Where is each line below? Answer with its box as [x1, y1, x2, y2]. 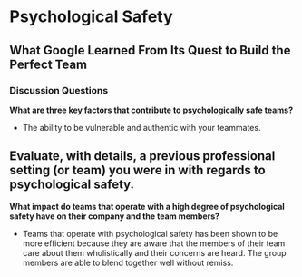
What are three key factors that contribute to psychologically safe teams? [9, 104, 293, 115]
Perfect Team [9, 56, 88, 72]
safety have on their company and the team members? [9, 211, 220, 222]
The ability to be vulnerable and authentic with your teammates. [22, 122, 261, 133]
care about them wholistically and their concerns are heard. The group [22, 247, 287, 258]
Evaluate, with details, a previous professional [9, 148, 276, 164]
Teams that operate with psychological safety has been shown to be [22, 228, 278, 239]
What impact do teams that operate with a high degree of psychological [9, 201, 286, 212]
